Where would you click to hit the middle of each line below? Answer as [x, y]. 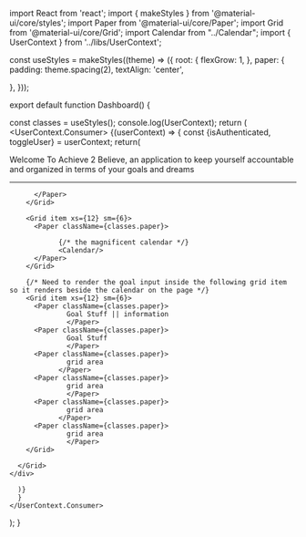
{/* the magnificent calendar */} [123, 243]
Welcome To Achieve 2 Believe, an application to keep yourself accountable [152, 160]
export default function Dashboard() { [80, 105]
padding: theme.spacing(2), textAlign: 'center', [97, 69]
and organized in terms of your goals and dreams [102, 169]
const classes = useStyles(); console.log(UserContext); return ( [128, 123]
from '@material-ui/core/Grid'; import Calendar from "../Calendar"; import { [150, 32]
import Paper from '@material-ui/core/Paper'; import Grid [176, 23]
